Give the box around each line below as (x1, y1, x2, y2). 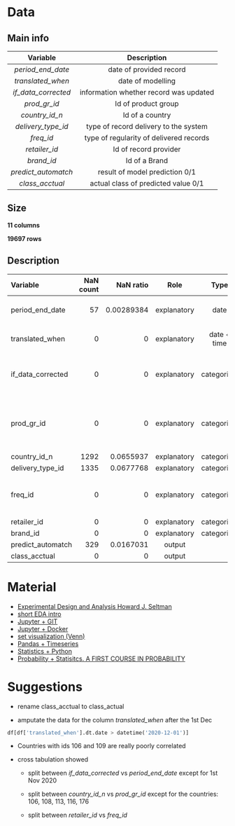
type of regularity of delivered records (84, 133, 210, 142)
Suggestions (7, 679, 83, 694)
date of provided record (108, 64, 187, 74)
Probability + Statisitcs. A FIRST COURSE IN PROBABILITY (17, 654, 185, 663)
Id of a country (122, 110, 171, 120)
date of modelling (117, 76, 176, 85)
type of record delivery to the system (86, 122, 208, 131)
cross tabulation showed (17, 755, 89, 764)
